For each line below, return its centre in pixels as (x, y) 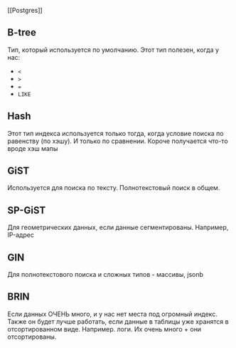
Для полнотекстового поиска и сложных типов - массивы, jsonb (106, 275)
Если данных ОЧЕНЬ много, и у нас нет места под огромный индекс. (113, 314)
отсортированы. (32, 337)
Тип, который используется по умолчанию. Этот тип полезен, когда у (113, 50)
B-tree (22, 32)
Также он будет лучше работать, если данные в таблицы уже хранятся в (118, 321)
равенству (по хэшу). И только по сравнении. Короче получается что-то (118, 141)
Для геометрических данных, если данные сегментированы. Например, (118, 228)
